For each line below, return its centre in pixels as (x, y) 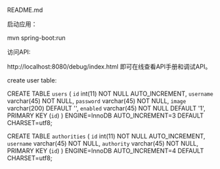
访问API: (19, 52)
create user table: (32, 80)
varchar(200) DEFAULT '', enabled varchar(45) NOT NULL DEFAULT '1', (106, 108)
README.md (25, 10)
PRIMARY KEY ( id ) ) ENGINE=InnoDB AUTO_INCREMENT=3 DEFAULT (106, 115)
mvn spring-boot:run (36, 38)
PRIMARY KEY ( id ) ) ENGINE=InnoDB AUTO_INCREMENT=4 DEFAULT (106, 151)
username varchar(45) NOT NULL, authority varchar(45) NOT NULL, (103, 143)
